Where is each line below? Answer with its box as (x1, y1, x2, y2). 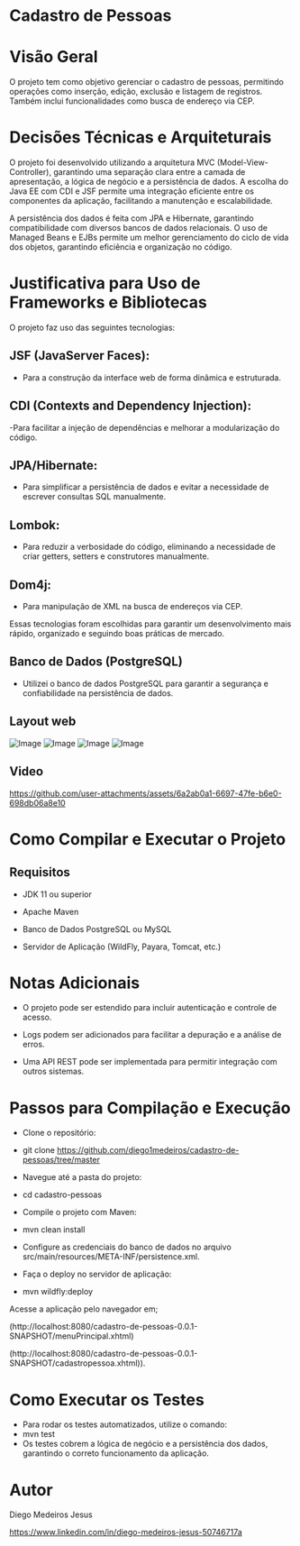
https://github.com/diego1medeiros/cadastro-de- (57, 1145, 240, 1156)
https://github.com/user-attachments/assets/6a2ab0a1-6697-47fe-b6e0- (9, 788, 282, 799)
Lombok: (9, 517, 60, 533)
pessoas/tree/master (22, 1155, 101, 1166)
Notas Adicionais (9, 973, 141, 993)
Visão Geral (9, 47, 98, 68)
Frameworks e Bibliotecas (9, 292, 207, 313)
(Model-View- (216, 157, 268, 168)
